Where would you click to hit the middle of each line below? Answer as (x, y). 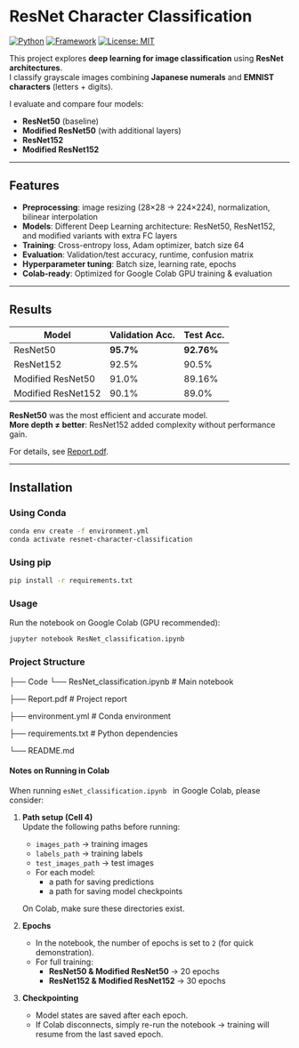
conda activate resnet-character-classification (101, 540)
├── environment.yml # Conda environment (90, 716)
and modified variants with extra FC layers (100, 235)
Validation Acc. (142, 335)
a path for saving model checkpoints (116, 891)
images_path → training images (92, 843)
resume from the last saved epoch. (99, 1034)
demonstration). (65, 952)
